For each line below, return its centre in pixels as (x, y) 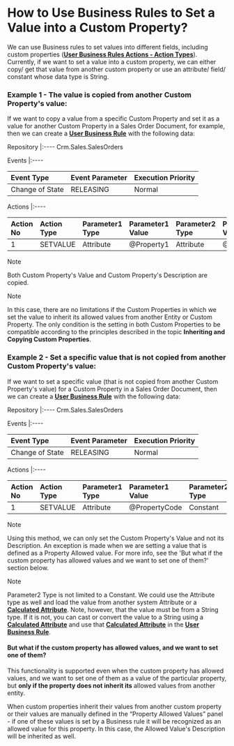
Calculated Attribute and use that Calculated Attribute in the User (103, 624)
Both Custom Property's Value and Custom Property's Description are (107, 275)
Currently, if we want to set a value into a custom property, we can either (112, 61)
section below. (28, 567)
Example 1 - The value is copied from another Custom (99, 94)
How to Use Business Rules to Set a (111, 13)
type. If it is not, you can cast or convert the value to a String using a (106, 617)
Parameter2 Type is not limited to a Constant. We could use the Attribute (111, 595)
